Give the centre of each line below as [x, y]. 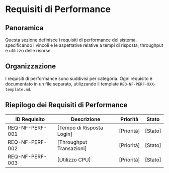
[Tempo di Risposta [80, 128]
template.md [18, 90]
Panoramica [24, 28]
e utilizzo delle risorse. [28, 51]
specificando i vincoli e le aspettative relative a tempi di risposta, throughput [84, 45]
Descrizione [86, 119]
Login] [65, 134]
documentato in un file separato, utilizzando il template [62, 83]
